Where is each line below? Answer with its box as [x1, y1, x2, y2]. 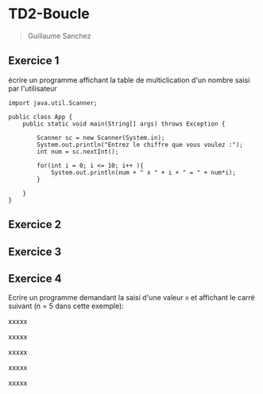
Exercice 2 [8, 218, 62, 231]
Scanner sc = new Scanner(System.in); [37, 133, 165, 141]
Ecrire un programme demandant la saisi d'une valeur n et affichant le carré [8, 293, 256, 303]
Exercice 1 [8, 54, 60, 68]
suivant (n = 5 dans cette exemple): [8, 301, 125, 311]
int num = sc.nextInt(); [37, 148, 119, 156]
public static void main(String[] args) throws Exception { [22, 120, 226, 128]
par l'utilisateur [8, 83, 57, 93]
